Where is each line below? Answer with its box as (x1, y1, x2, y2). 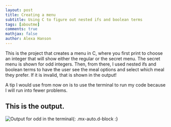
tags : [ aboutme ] (5, 22, 40, 27)
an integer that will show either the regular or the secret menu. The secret (5, 55, 161, 61)
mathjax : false (5, 31, 38, 36)
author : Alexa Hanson (5, 36, 52, 41)
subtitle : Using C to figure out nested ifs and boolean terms (5, 17, 143, 22)
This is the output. (5, 102, 65, 111)
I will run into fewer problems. (5, 87, 68, 93)
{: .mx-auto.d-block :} (72, 116, 118, 122)
